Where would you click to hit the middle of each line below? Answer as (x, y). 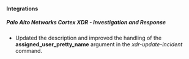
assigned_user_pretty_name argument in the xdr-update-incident (99, 44)
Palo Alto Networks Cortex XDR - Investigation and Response (86, 23)
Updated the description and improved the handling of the (88, 38)
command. (29, 50)
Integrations (22, 9)
